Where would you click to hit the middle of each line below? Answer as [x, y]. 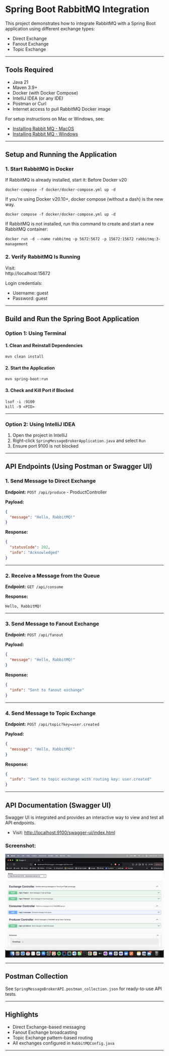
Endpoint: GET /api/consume [34, 587]
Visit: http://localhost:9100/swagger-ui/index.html [64, 832]
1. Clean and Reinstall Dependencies [44, 345]
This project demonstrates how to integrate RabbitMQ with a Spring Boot [80, 23]
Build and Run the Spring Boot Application [72, 319]
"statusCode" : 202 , [30, 547]
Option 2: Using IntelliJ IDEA [40, 424]
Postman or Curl [29, 103]
